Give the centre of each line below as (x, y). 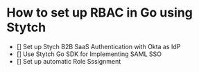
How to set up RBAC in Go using (100, 13)
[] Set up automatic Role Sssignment (69, 61)
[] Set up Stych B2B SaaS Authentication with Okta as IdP (98, 46)
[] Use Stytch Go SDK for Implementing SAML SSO (89, 54)
